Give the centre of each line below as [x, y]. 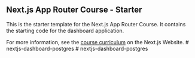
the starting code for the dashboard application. [65, 30]
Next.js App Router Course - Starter [74, 10]
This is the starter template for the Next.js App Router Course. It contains [96, 24]
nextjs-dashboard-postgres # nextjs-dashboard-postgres [77, 48]
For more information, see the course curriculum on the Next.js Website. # [98, 42]
